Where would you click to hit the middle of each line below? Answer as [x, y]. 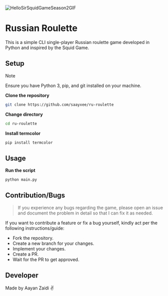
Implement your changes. [39, 248]
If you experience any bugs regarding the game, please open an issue [90, 207]
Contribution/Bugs [35, 196]
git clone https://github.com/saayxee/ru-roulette [60, 104]
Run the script [20, 171]
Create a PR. [25, 254]
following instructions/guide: [35, 228]
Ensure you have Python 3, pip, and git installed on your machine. [73, 86]
